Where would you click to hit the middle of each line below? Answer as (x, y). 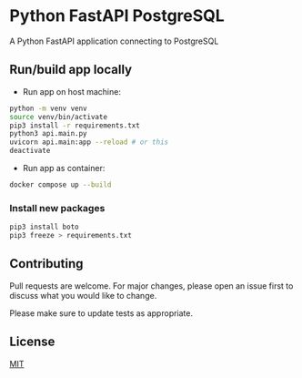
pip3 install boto (44, 227)
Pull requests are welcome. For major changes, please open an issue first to (151, 286)
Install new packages (57, 208)
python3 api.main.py (49, 134)
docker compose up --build (60, 185)
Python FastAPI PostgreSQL (117, 16)
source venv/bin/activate (58, 117)
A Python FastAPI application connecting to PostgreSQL (114, 41)
